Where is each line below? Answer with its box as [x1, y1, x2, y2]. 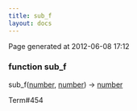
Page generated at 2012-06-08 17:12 [8, 41, 131, 51]
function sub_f [8, 61, 67, 72]
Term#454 [8, 95, 44, 105]
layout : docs [8, 19, 52, 27]
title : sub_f [8, 11, 52, 20]
